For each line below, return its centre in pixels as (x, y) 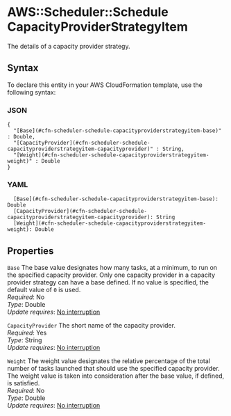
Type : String (25, 340)
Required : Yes (27, 333)
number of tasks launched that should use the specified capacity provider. (113, 369)
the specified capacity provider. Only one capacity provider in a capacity (111, 275)
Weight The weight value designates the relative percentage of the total (109, 361)
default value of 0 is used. (44, 290)
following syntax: (32, 92)
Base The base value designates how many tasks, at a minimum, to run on (112, 268)
